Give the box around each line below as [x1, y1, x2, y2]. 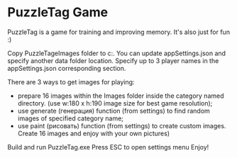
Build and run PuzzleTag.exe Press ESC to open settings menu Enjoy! [7, 142, 209, 151]
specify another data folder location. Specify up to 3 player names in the [7, 56, 219, 64]
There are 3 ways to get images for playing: [7, 77, 135, 86]
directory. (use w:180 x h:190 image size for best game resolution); [17, 98, 213, 107]
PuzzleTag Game [7, 4, 109, 21]
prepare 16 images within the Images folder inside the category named [17, 91, 224, 100]
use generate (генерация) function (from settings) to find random [17, 106, 211, 115]
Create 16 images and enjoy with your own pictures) [17, 129, 170, 137]
